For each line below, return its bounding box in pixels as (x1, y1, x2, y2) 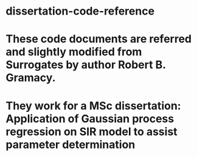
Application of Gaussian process (5, 111, 175, 125)
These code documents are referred (5, 32, 192, 46)
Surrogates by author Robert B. (5, 58, 166, 72)
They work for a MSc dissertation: (5, 99, 181, 113)
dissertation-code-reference (5, 4, 155, 18)
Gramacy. (5, 71, 56, 85)
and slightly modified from (5, 45, 142, 59)
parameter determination (5, 138, 136, 152)
